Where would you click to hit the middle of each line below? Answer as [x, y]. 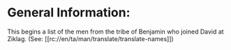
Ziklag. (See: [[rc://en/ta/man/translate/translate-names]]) [91, 38]
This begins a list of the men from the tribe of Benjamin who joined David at [116, 32]
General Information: [69, 13]
